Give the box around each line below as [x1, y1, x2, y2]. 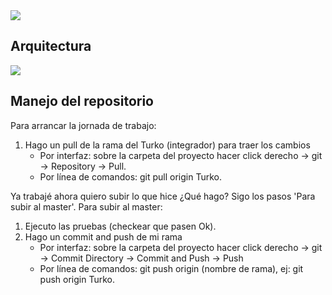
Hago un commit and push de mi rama [24, 230, 183, 243]
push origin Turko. [39, 273, 115, 285]
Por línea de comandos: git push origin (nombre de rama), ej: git [39, 262, 304, 274]
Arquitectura [10, 38, 92, 55]
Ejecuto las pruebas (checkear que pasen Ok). [24, 220, 217, 232]
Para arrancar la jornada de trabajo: [10, 119, 157, 131]
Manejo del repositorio [10, 93, 154, 110]
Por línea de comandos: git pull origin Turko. [39, 170, 223, 183]
